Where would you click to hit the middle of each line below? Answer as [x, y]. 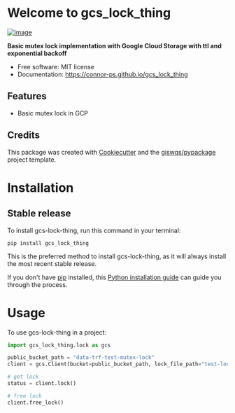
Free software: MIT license [56, 66]
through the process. [37, 284]
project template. [32, 160]
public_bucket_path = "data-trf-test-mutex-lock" [81, 358]
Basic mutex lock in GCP [53, 113]
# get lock [23, 377]
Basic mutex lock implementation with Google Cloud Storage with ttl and [114, 45]
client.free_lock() [36, 402]
